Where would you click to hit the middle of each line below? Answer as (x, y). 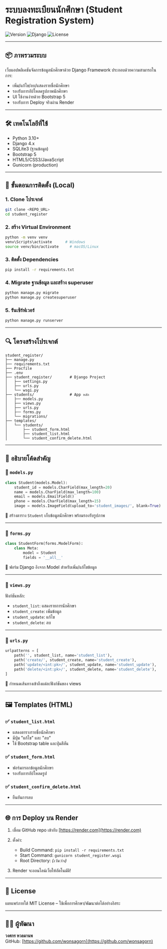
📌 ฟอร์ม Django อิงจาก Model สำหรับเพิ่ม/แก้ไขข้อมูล (51, 567)
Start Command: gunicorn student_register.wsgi (71, 855)
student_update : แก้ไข (34, 617)
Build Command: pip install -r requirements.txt (72, 850)
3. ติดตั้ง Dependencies (32, 259)
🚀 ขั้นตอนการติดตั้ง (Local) (40, 185)
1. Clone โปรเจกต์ (24, 199)
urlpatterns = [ (22, 651)
